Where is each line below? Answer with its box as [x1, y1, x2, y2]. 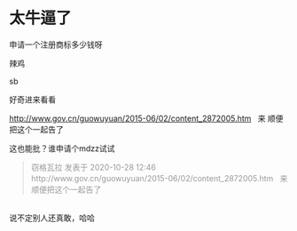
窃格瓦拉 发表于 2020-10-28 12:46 [30, 162, 157, 172]
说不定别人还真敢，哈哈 [9, 212, 95, 223]
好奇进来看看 [9, 94, 56, 105]
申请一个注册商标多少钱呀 [9, 39, 103, 50]
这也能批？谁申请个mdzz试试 [9, 143, 115, 154]
